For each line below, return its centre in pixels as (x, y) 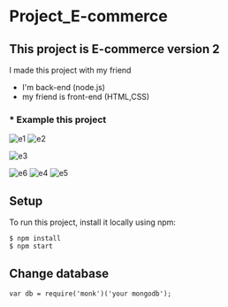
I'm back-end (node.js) (64, 87)
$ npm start (31, 246)
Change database (59, 273)
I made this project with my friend (70, 70)
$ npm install (35, 239)
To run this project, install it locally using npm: (93, 222)
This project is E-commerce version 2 (114, 49)
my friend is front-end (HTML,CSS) (86, 96)
